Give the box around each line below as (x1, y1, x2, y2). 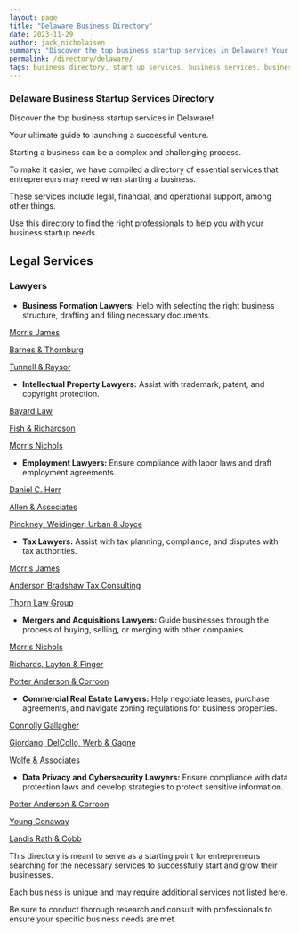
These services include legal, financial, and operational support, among (9, 191, 272, 202)
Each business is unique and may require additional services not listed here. (9, 887, 287, 897)
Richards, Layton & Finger (9, 658, 104, 669)
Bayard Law (9, 405, 53, 416)
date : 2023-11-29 (9, 29, 74, 38)
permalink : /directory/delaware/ (9, 54, 133, 63)
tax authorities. (21, 545, 77, 556)
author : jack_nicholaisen (9, 37, 105, 47)
